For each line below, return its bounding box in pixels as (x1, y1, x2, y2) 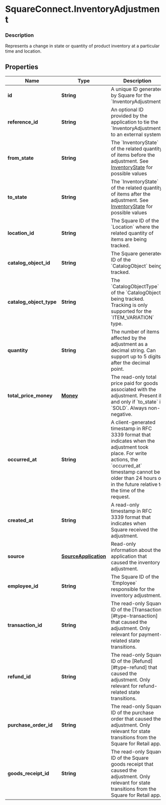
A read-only (111, 501, 140, 508)
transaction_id (7, 622, 42, 629)
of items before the (111, 151, 155, 158)
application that (111, 553, 147, 560)
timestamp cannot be (111, 469, 161, 475)
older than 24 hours (111, 475, 157, 482)
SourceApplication (61, 553, 106, 560)
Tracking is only (111, 302, 148, 309)
